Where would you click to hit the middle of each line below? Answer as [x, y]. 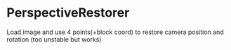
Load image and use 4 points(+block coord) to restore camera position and [115, 32]
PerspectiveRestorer [68, 13]
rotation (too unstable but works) [54, 39]
